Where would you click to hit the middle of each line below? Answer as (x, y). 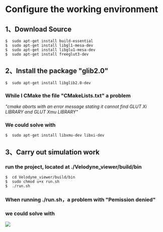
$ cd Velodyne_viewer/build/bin (40, 178)
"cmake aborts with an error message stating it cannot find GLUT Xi (76, 106)
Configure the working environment (82, 9)
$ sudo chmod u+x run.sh (32, 182)
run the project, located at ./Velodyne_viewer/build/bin (73, 166)
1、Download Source (38, 29)
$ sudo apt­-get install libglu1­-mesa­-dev (50, 50)
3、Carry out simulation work (52, 152)
